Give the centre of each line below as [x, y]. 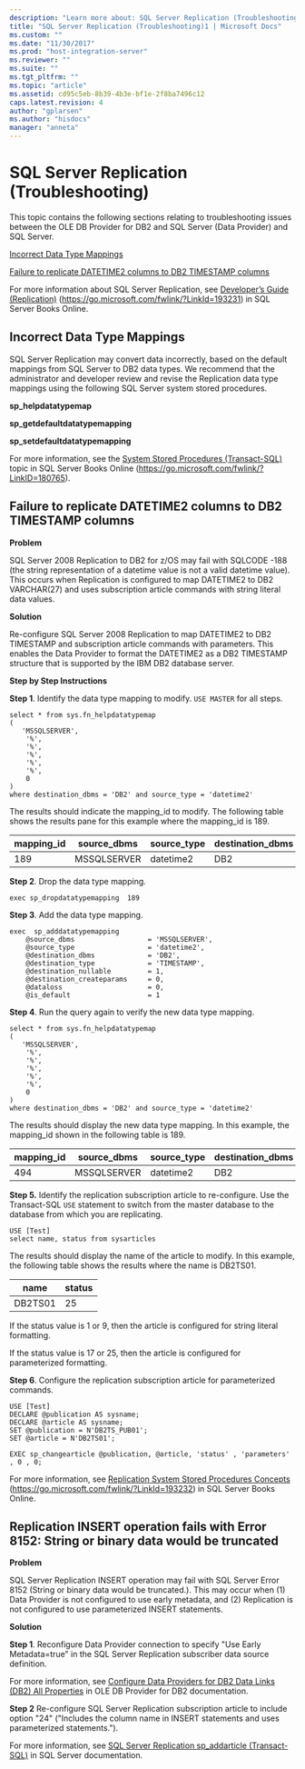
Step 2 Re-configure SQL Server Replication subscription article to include [148, 1709]
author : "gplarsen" [46, 111]
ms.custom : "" [36, 35]
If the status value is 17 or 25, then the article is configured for [125, 1353]
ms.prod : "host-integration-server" [79, 52]
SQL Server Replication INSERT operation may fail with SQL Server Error [144, 1580]
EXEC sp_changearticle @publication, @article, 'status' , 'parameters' [150, 1454]
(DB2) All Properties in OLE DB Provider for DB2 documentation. [129, 1691]
